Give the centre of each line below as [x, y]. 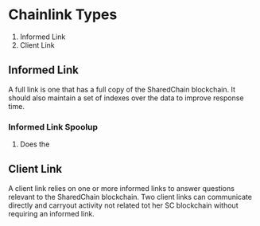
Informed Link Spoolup [53, 127]
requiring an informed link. [52, 213]
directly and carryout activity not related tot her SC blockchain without [123, 205]
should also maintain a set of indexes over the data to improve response [126, 98]
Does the [35, 144]
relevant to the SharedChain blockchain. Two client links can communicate [130, 197]
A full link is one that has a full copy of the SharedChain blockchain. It [122, 89]
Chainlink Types [63, 15]
